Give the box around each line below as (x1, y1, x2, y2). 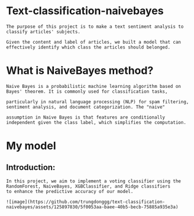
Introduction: (6, 162, 56, 172)
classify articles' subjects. (6, 28, 81, 35)
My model (6, 139, 56, 153)
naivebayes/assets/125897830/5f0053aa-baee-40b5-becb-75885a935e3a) (6, 204, 179, 210)
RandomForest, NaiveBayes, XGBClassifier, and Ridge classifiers (6, 183, 170, 189)
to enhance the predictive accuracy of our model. (6, 188, 134, 194)
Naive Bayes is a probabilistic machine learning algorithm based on (6, 83, 182, 89)
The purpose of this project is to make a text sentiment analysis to (6, 24, 184, 30)
